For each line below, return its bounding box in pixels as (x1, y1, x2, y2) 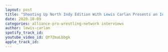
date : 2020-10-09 (5, 16, 41, 21)
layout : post (5, 7, 32, 12)
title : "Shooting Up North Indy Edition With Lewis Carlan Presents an (5, 12, 157, 17)
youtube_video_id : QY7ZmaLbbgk (5, 35, 70, 40)
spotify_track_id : (5, 30, 43, 35)
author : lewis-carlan (5, 26, 50, 31)
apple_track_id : (5, 40, 39, 45)
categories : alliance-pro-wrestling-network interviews (5, 21, 124, 26)
